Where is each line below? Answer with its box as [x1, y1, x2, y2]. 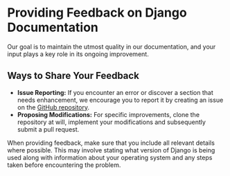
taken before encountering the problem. [7, 161, 121, 169]
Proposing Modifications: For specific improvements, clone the [17, 110, 200, 118]
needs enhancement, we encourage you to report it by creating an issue [17, 96, 224, 104]
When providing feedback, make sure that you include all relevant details [7, 139, 215, 147]
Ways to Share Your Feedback [7, 70, 140, 82]
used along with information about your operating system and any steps [7, 153, 213, 161]
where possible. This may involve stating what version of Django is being [7, 146, 215, 154]
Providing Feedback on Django [7, 5, 187, 21]
